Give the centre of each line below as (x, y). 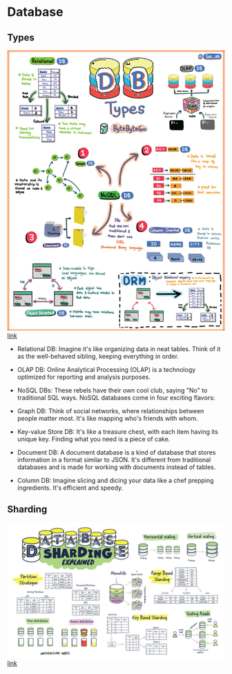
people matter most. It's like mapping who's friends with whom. (107, 418)
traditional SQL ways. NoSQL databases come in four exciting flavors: (116, 397)
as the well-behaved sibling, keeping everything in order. (98, 356)
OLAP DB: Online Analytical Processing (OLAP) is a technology (106, 369)
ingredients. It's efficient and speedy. (70, 488)
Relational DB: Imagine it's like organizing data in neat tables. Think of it (119, 348)
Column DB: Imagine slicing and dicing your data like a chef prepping (115, 480)
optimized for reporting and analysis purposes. (84, 377)
